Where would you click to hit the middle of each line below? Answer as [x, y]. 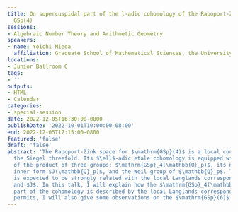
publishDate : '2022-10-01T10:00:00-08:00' [71, 125]
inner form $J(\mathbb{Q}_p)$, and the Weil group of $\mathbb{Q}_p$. [120, 171]
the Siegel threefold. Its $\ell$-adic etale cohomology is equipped [118, 159]
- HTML [17, 93]
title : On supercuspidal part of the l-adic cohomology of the [103, 14]
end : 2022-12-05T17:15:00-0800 [53, 132]
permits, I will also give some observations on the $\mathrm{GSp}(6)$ [122, 198]
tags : [15, 73]
